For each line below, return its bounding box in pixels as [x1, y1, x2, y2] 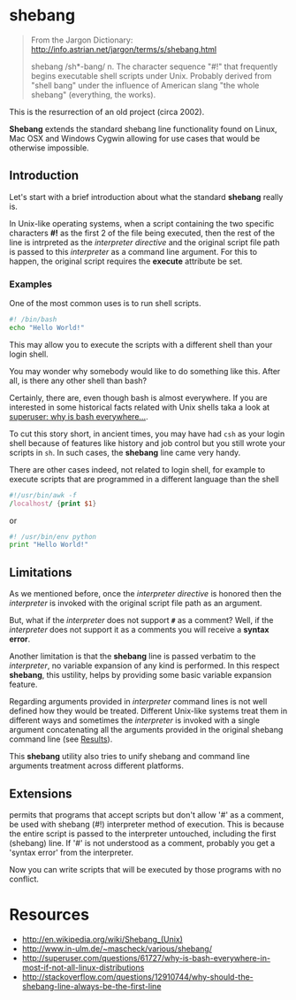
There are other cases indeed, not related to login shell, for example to [9, 464, 266, 474]
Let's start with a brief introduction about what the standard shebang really [9, 191, 284, 202]
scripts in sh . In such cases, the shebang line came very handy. [9, 447, 241, 458]
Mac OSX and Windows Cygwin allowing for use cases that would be [9, 133, 261, 143]
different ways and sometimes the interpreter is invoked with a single [9, 715, 261, 726]
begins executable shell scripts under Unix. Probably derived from [30, 70, 272, 81]
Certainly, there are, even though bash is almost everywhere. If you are [9, 392, 268, 403]
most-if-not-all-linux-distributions [21, 962, 145, 973]
